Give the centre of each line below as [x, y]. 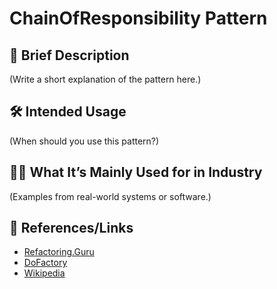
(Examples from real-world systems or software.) [110, 196]
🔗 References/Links [71, 228]
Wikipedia [44, 273]
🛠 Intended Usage [68, 112]
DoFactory [45, 263]
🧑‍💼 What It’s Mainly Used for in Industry [136, 172]
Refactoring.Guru [59, 252]
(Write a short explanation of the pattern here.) [105, 79]
